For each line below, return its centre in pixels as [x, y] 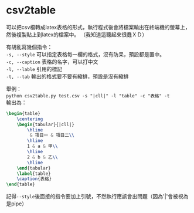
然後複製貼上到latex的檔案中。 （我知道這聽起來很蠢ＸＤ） [77, 34]
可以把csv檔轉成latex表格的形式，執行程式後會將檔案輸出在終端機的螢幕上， [98, 27]
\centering [30, 119]
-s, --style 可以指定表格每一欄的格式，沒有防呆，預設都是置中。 [86, 54]
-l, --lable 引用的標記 [34, 69]
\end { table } [21, 185]
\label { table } [34, 174]
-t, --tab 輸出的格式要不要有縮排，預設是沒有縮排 [67, 76]
